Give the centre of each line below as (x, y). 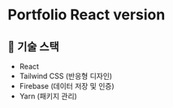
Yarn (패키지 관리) (48, 96)
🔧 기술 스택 (34, 46)
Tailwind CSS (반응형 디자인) (66, 76)
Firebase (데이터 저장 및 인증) (67, 86)
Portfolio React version (86, 15)
